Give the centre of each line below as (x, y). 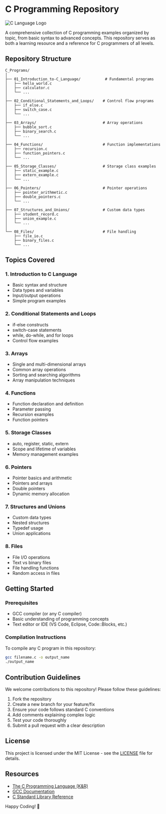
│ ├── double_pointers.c (33, 197)
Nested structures (31, 523)
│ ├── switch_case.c (28, 110)
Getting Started (29, 589)
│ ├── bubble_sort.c (28, 127)
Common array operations (39, 370)
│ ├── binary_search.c (31, 131)
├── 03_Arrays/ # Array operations (74, 123)
